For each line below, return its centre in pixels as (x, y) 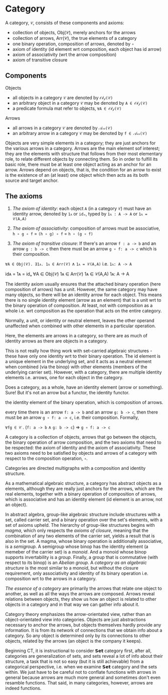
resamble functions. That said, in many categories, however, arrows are (79, 682)
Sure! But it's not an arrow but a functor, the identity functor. (67, 392)
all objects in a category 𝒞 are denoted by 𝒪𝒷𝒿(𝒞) (63, 97)
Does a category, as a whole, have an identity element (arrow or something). (84, 387)
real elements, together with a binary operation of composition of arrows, (81, 494)
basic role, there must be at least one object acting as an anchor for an (78, 164)
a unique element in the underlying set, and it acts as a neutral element (78, 361)
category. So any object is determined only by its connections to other (78, 636)
